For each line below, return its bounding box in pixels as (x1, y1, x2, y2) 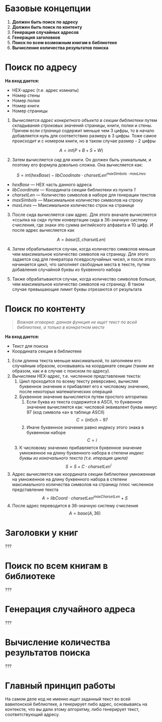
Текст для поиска (12, 343, 48, 349)
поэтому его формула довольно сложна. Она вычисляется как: (12, 162, 143, 168)
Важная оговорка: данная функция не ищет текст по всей (16, 319, 137, 325)
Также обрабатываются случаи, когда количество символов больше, (12, 276, 156, 282)
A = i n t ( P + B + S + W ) (59, 147, 103, 153)
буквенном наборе (26, 430, 66, 436)
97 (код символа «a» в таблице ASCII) (26, 409, 105, 415)
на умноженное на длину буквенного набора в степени (12, 476, 127, 482)
